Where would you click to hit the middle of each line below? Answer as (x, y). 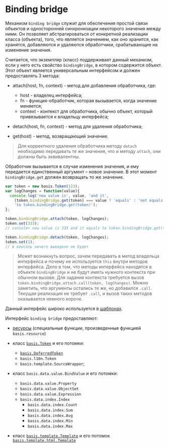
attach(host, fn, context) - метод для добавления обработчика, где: (84, 85)
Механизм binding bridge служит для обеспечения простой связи (76, 23)
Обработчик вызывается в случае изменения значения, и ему (72, 166)
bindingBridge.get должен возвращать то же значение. (65, 177)
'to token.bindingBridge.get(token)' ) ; (56, 205)
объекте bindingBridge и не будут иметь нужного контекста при (86, 272)
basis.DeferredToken (41, 353)
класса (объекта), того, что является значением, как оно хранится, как (82, 39)
